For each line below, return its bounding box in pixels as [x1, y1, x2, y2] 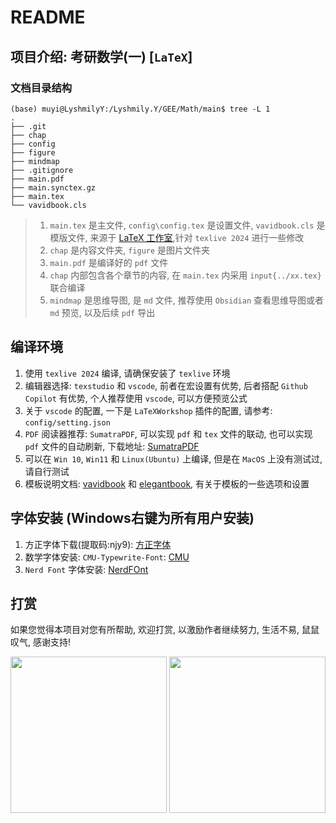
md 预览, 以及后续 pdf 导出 [49, 306, 156, 318]
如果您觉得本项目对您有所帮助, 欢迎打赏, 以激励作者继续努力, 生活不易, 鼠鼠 [10, 624, 320, 636]
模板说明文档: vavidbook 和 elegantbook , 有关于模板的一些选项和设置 [24, 477, 310, 490]
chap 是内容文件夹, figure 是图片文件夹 [49, 244, 211, 256]
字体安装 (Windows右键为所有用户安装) [10, 510, 255, 527]
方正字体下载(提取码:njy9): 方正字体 [24, 538, 172, 550]
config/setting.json [24, 417, 111, 428]
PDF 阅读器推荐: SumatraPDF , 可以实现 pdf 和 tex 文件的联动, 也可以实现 [24, 427, 313, 440]
